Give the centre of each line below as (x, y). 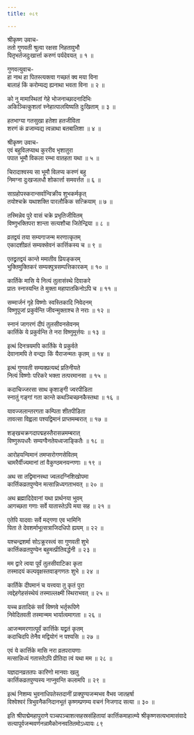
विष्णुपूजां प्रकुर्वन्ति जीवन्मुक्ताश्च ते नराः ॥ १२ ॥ (58, 310)
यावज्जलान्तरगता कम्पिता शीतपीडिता (46, 411)
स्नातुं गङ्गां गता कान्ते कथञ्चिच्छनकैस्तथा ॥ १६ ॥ (63, 397)
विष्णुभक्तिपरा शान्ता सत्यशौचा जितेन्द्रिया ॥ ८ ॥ (58, 223)
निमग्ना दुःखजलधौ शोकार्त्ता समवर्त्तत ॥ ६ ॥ (54, 180)
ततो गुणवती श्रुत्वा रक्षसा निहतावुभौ (43, 47)
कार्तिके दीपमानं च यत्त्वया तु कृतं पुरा (46, 585)
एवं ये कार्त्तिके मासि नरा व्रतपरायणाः (44, 650)
